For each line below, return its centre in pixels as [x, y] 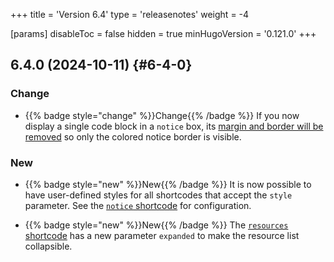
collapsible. [48, 246]
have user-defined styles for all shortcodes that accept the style [158, 195]
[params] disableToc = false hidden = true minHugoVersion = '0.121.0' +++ [163, 33]
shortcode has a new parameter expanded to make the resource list [162, 235]
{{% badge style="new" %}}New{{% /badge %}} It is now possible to [168, 184]
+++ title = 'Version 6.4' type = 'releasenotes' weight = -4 [130, 14]
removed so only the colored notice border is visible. [133, 136]
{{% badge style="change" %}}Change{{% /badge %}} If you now [162, 115]
